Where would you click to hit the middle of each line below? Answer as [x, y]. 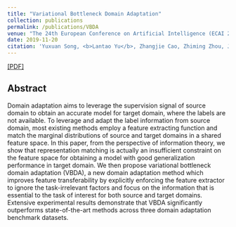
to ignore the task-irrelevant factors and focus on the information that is [111, 188]
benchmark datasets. [38, 217]
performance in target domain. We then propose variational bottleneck [109, 165]
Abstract [27, 89]
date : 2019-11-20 [33, 40]
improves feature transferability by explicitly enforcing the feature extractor [116, 180]
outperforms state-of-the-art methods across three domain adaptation [110, 210]
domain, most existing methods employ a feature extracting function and [112, 128]
